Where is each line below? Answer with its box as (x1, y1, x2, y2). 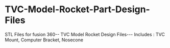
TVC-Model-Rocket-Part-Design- (5, 4, 150, 15)
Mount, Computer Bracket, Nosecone (5, 37, 84, 43)
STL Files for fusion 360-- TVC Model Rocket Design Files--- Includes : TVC (5, 31, 165, 37)
